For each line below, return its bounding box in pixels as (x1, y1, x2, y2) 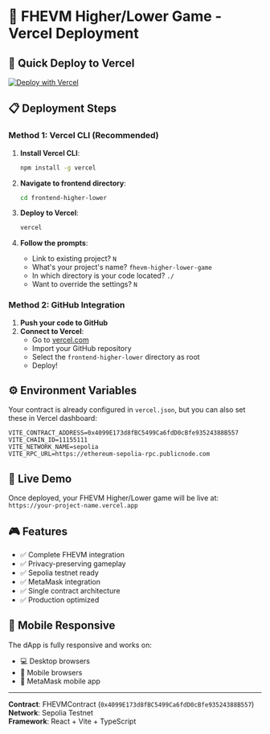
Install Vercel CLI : (19, 148, 80, 157)
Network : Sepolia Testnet (8, 707, 94, 717)
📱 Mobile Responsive (8, 618, 116, 633)
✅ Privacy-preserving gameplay (19, 559, 126, 569)
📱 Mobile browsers (19, 667, 83, 677)
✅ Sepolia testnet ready (19, 568, 99, 577)
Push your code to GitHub (19, 317, 108, 328)
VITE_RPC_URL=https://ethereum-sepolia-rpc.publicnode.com (8, 450, 211, 459)
